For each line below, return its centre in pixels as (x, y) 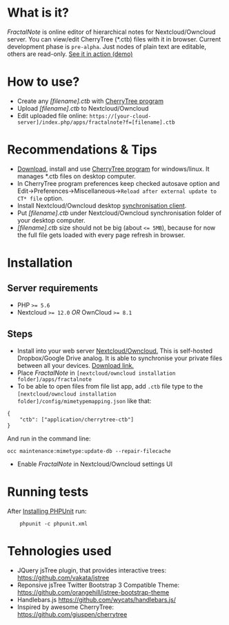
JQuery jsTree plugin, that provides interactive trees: (92, 570)
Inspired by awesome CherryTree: (66, 607)
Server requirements (53, 288)
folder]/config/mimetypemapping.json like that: (84, 401)
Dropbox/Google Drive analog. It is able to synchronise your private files (120, 358)
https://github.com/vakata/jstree (63, 577)
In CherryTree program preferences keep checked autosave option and (118, 183)
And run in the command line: (49, 438)
